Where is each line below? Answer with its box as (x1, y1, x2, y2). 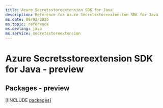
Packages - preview (5, 84, 70, 92)
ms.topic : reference (5, 21, 49, 27)
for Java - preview (5, 64, 84, 75)
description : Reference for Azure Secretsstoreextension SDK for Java (5, 12, 158, 17)
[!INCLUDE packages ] (5, 97, 51, 103)
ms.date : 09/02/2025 (5, 17, 49, 22)
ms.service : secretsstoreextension (5, 31, 81, 36)
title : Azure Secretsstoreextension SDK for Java (5, 7, 113, 13)
